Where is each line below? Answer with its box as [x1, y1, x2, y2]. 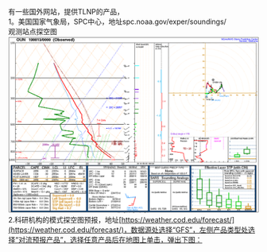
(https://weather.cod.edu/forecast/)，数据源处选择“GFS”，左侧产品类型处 [8, 225, 249, 235]
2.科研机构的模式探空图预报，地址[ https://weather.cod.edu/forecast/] [8, 215, 235, 224]
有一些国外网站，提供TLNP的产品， [8, 7, 125, 16]
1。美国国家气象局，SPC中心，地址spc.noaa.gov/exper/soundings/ [8, 17, 226, 26]
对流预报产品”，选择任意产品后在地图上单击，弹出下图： [18, 235, 203, 244]
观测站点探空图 [8, 27, 57, 36]
